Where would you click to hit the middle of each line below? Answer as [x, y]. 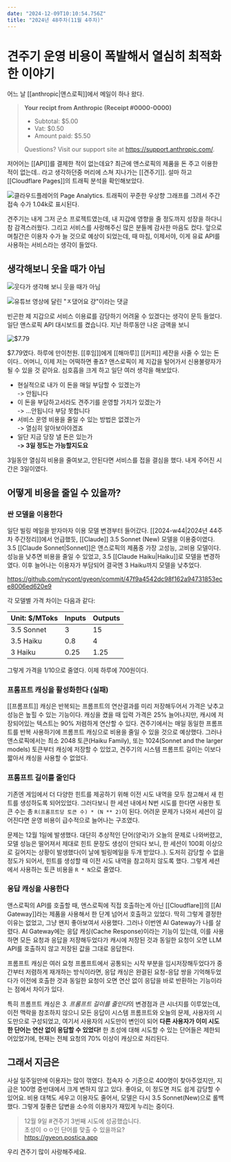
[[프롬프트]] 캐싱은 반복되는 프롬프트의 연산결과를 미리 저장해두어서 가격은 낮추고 [115, 706]
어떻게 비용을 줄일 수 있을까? [64, 493]
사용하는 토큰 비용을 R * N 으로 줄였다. [71, 869]
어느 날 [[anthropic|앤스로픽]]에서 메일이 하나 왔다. [76, 94]
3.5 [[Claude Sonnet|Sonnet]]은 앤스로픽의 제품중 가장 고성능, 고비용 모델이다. [114, 548]
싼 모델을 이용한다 [35, 514]
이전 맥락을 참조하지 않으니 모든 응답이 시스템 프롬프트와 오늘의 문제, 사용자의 [111, 1012]
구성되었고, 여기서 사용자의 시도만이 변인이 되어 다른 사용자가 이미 [119, 1021]
